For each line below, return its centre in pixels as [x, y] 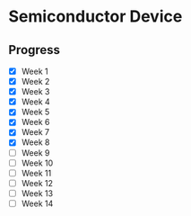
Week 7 [35, 132]
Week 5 [35, 112]
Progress [34, 50]
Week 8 [35, 142]
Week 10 [37, 163]
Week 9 [35, 153]
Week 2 [35, 82]
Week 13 [37, 193]
